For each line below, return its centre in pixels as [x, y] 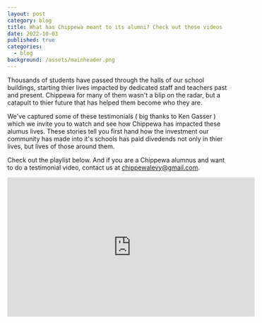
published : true [31, 40]
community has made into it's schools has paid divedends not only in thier [115, 139]
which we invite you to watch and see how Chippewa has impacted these [114, 124]
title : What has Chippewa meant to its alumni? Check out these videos [115, 27]
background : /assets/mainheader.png [61, 60]
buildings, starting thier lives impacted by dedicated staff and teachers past [117, 87]
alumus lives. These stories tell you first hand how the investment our [108, 131]
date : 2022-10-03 [33, 34]
